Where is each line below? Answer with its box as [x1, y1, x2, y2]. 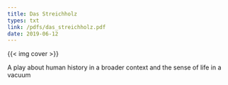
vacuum [7, 71, 31, 79]
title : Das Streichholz [7, 10, 78, 18]
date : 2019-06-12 [7, 30, 59, 38]
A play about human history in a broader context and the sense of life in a [7, 63, 222, 72]
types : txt [7, 17, 40, 24]
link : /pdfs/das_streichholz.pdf [7, 23, 106, 30]
